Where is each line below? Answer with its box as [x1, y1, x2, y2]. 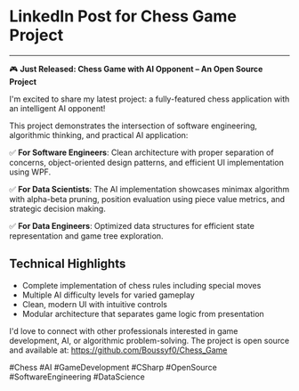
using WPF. [9, 167, 52, 177]
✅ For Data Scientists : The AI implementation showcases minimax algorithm [9, 183, 290, 194]
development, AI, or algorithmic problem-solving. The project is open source [9, 335, 290, 346]
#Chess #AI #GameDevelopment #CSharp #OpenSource [9, 362, 218, 372]
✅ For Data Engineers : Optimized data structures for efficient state [9, 220, 255, 231]
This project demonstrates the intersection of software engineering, [9, 120, 258, 131]
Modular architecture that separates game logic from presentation [21, 308, 264, 319]
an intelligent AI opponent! [9, 102, 106, 113]
